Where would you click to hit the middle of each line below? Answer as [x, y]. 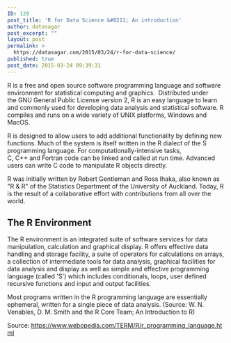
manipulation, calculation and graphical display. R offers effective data [108, 247]
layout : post [26, 40]
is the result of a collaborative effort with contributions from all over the [109, 193]
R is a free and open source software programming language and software [114, 85]
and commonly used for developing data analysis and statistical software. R [115, 107]
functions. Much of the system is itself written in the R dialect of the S [107, 143]
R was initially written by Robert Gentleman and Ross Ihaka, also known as [114, 179]
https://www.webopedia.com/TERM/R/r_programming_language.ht [127, 326]
